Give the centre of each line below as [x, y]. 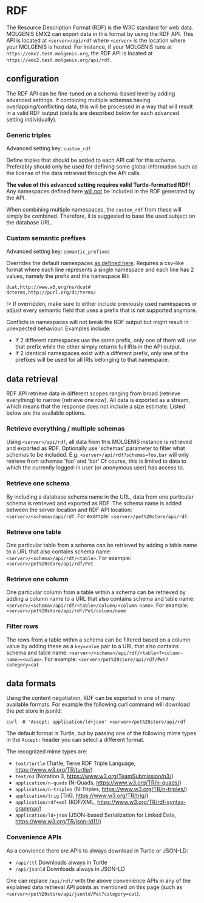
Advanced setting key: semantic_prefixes [58, 251]
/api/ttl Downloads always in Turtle [61, 862]
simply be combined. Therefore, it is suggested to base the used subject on [101, 216]
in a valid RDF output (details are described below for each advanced [93, 112]
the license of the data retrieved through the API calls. [74, 173]
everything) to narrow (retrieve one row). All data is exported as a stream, [98, 400]
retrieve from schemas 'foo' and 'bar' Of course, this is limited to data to [97, 461]
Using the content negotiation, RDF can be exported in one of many [91, 698]
